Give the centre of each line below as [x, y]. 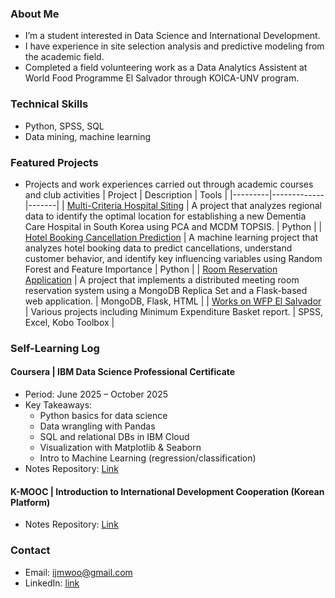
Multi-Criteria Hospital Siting [125, 205]
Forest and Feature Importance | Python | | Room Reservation [151, 269]
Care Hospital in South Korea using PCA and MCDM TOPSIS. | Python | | [173, 226]
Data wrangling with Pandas [97, 426]
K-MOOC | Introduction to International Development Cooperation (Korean [167, 491]
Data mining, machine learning [88, 136]
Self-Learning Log [55, 348]
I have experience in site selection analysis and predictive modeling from [174, 46]
